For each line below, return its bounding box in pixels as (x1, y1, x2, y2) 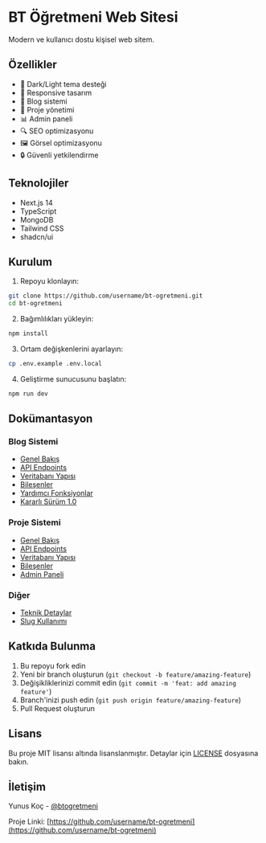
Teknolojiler (8, 177, 69, 190)
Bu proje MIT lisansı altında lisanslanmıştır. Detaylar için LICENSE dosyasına (8, 748, 259, 758)
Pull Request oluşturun (19, 703, 95, 713)
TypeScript (19, 206, 57, 216)
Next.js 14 (19, 198, 54, 207)
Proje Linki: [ (8, 816, 50, 827)
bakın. (8, 756, 29, 767)
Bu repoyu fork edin (19, 661, 86, 670)
